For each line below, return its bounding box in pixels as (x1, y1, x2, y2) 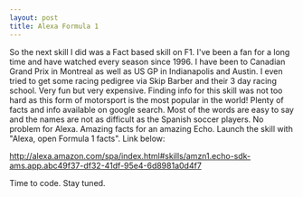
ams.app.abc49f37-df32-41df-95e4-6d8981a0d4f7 (9, 160, 202, 171)
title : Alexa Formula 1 (9, 22, 99, 31)
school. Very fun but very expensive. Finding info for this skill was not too (9, 85, 283, 96)
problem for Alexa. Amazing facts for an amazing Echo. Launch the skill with (9, 123, 294, 134)
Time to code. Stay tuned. (9, 177, 106, 188)
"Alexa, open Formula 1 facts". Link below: (9, 133, 166, 144)
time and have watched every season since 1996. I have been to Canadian (9, 56, 286, 67)
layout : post (9, 13, 59, 23)
